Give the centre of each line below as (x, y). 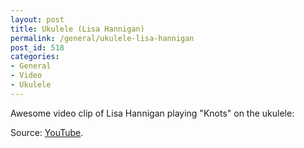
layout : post (37, 19)
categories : (35, 57)
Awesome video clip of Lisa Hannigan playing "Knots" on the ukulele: (152, 113)
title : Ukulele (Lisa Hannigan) (77, 29)
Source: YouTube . (47, 132)
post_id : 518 (37, 47)
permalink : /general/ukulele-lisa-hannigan (102, 38)
